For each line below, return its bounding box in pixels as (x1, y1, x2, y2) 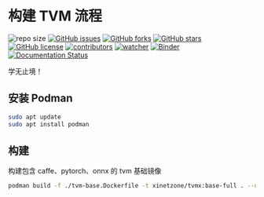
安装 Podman (8, 92, 73, 105)
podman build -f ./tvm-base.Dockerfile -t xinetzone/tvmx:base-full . (8, 182, 244, 190)
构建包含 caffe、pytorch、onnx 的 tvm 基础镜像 (8, 166, 162, 176)
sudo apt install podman (8, 120, 90, 128)
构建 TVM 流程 (8, 7, 102, 25)
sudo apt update (8, 113, 61, 121)
